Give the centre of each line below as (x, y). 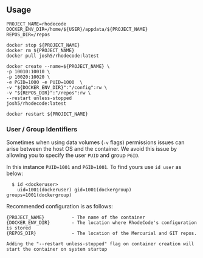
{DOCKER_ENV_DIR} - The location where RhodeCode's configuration (102, 223)
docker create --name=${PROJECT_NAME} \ (58, 66)
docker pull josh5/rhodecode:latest (53, 56)
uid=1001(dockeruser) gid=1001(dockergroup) (74, 190)
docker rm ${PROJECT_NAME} (40, 50)
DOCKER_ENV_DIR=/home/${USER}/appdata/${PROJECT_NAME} (77, 29)
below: (15, 174)
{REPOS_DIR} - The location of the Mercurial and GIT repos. (102, 233)
